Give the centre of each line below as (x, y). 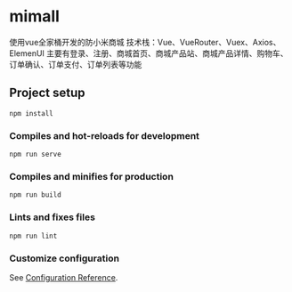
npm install (31, 113)
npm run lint (33, 236)
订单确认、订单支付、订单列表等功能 (76, 64)
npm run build (36, 195)
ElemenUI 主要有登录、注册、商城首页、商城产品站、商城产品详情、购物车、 (149, 53)
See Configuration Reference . (64, 277)
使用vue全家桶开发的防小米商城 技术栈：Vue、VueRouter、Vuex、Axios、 (145, 42)
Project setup (48, 93)
